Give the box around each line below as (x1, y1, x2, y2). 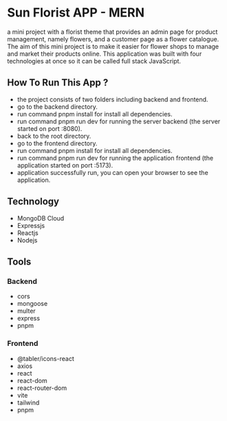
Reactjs (17, 229, 39, 237)
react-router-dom (17, 384, 67, 392)
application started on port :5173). (17, 161, 113, 170)
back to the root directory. (17, 132, 91, 140)
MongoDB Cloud (17, 214, 65, 222)
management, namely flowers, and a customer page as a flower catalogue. (7, 34, 219, 43)
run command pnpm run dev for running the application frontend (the (17, 154, 214, 162)
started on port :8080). (17, 124, 83, 132)
